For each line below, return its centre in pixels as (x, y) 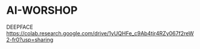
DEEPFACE (20, 27)
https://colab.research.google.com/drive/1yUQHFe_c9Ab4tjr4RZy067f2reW (100, 33)
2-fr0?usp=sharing (30, 39)
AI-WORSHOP (42, 10)
